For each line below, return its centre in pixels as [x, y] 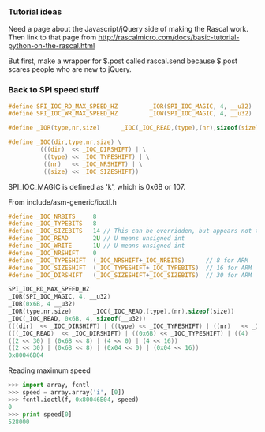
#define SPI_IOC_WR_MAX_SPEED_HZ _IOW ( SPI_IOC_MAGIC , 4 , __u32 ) [130, 114]
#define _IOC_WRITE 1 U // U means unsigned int [97, 246]
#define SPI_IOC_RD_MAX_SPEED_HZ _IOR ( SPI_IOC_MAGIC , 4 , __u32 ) [130, 106]
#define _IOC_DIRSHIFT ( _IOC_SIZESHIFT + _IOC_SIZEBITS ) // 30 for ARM [130, 275]
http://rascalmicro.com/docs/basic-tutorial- [169, 37]
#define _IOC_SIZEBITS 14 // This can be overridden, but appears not [130, 231]
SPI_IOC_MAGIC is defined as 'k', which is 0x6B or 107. [97, 186]
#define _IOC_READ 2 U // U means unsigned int [97, 239]
